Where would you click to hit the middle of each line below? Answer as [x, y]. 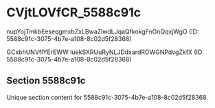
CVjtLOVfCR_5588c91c [74, 13]
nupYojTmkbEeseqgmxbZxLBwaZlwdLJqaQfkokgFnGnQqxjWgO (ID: [103, 31]
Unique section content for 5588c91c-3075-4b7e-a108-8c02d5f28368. [107, 97]
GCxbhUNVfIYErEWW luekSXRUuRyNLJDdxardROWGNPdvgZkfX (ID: [105, 52]
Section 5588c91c [46, 81]
